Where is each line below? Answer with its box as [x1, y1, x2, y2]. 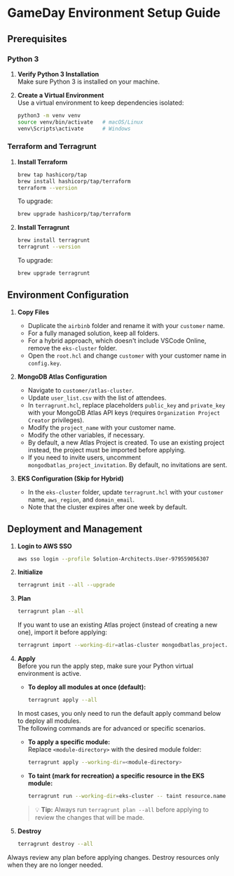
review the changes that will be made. [34, 813, 145, 821]
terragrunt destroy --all [17, 840, 93, 847]
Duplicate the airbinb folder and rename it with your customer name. [27, 321, 226, 329]
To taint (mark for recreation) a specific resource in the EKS [27, 771, 205, 780]
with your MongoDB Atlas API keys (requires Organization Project [27, 408, 221, 417]
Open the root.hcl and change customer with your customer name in [27, 351, 226, 360]
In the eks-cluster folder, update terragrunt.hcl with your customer [27, 488, 224, 496]
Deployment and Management [7, 523, 142, 535]
